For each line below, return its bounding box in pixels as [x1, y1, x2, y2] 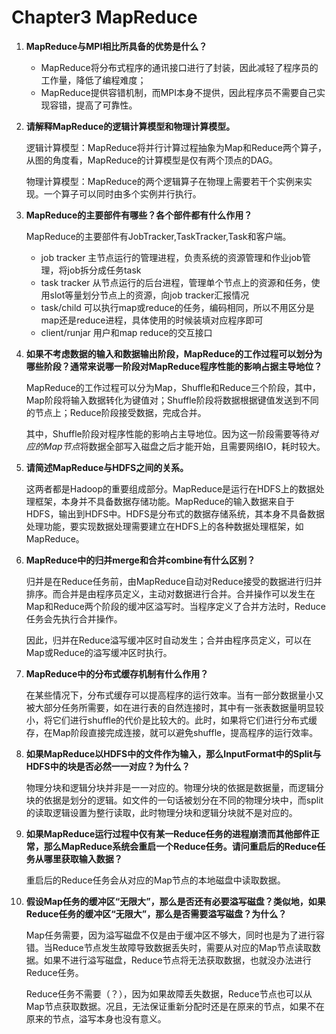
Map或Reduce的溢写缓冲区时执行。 [25, 646, 173, 658]
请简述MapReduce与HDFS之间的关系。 [25, 461, 189, 473]
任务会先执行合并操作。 [25, 612, 123, 625]
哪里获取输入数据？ [43, 852, 123, 865]
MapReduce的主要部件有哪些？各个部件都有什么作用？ [25, 209, 253, 221]
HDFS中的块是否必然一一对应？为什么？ [25, 760, 191, 772]
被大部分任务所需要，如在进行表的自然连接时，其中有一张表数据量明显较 [25, 701, 324, 713]
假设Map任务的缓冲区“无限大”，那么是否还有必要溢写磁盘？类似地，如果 [25, 895, 326, 907]
